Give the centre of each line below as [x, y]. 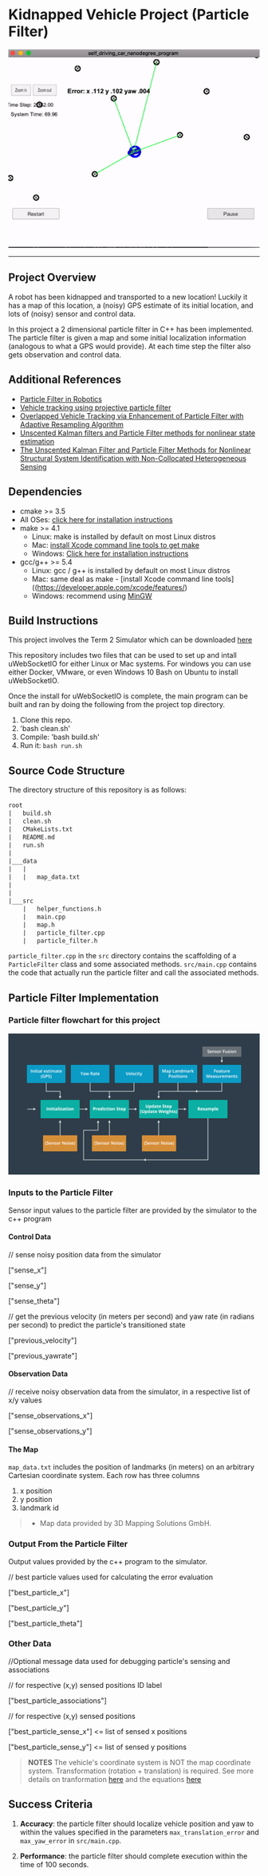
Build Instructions [53, 621]
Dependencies [45, 492]
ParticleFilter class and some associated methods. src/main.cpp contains [133, 964]
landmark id [39, 1508]
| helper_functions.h [62, 909]
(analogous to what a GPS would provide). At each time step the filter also [130, 346]
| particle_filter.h [60, 941]
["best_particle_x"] [39, 1592]
